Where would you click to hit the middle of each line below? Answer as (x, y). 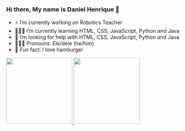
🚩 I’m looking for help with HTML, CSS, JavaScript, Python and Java (97, 37)
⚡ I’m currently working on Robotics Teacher (68, 22)
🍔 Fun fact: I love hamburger (49, 50)
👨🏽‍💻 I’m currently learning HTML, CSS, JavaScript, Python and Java (97, 31)
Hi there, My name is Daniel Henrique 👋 (63, 9)
